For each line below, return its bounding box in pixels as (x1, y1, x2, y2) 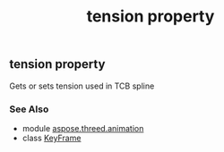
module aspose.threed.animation (22, 122, 144, 133)
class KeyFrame (22, 132, 82, 143)
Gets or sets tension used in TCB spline (9, 80, 155, 91)
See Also (9, 103, 49, 115)
